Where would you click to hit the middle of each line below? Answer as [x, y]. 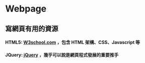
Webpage [26, 9]
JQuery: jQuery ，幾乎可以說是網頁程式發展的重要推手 [62, 55]
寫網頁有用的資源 [32, 28]
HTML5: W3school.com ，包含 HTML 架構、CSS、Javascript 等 [72, 42]
